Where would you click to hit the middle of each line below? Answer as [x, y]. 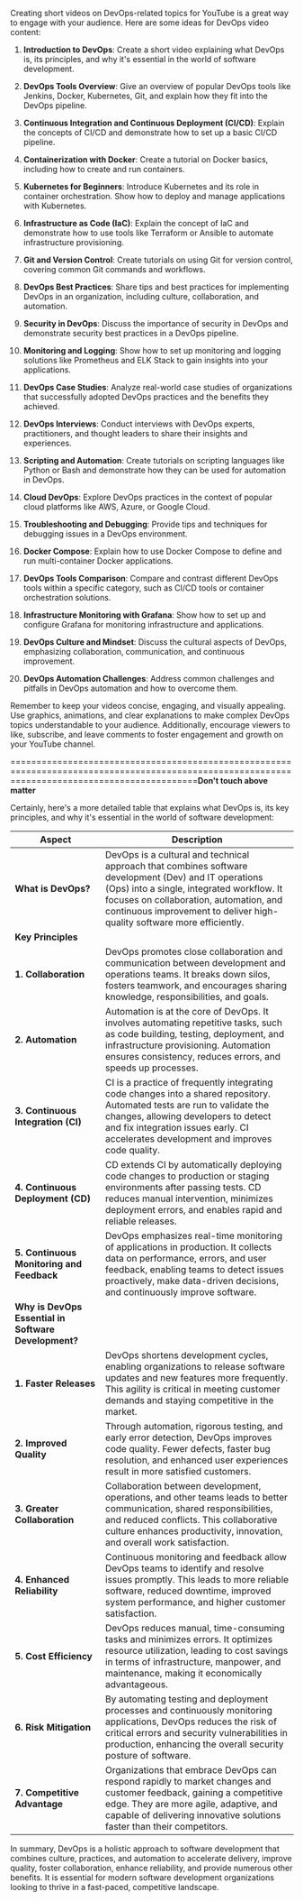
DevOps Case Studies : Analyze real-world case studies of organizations [158, 387]
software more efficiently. [190, 922]
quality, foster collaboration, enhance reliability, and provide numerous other [151, 1868]
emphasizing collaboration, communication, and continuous [134, 652]
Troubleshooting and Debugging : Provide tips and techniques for [145, 524]
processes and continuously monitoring [189, 1710]
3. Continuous [46, 1111]
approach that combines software [177, 866]
